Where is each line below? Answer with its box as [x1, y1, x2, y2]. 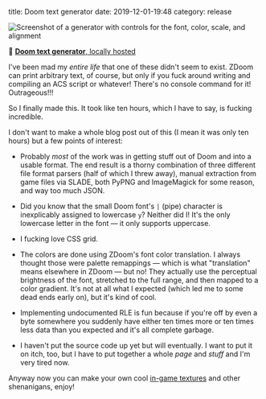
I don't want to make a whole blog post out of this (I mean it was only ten [8, 128, 249, 137]
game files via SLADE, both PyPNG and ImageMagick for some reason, [19, 177, 255, 187]
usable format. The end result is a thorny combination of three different [19, 160, 256, 170]
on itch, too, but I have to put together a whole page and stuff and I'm [19, 349, 251, 359]
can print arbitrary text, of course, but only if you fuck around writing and [8, 71, 251, 80]
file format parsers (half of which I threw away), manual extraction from [19, 169, 257, 178]
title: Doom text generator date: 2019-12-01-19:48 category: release [8, 7, 232, 16]
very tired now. [19, 358, 70, 367]
